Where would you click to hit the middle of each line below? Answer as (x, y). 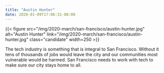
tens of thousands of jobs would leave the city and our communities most (81, 54)
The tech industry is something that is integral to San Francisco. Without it (82, 49)
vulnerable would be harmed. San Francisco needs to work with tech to (79, 59)
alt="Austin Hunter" (25, 34)
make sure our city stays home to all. (43, 65)
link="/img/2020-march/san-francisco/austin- (95, 34)
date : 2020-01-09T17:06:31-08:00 (40, 14)
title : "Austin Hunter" (30, 10)
